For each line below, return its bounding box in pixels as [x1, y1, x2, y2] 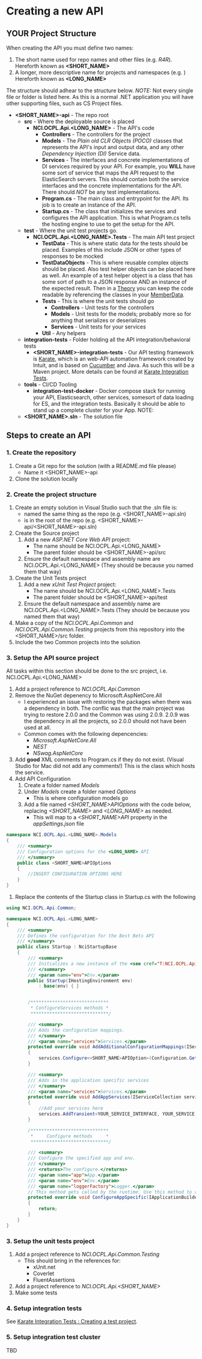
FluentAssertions [32, 1276, 75, 1284]
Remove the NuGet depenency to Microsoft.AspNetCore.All [14, 692, 162, 699]
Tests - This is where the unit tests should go [41, 298, 155, 304]
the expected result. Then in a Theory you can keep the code [41, 285, 194, 292]
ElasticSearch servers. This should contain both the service [41, 176, 189, 182]
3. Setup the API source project [6, 653, 99, 662]
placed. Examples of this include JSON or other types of [41, 246, 182, 253]
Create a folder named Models [23, 782, 100, 789]
